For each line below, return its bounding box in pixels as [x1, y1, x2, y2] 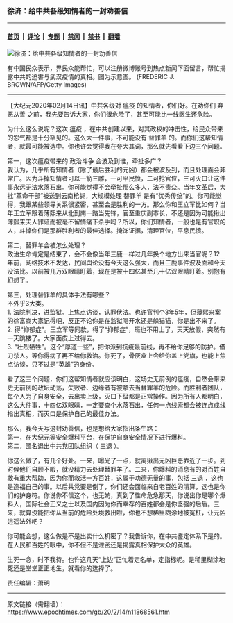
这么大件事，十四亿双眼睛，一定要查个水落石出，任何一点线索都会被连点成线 [7, 401, 226, 409]
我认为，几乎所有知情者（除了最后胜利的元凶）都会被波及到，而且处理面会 [7, 165, 220, 174]
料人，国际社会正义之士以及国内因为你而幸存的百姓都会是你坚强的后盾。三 [7, 499, 220, 508]
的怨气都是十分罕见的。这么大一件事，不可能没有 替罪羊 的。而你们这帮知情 [7, 133, 223, 142]
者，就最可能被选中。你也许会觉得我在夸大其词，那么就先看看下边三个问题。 [7, 142, 226, 150]
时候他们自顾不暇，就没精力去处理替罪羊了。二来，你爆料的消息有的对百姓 [7, 465, 220, 473]
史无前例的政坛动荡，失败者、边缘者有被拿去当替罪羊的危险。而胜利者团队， [7, 383, 226, 392]
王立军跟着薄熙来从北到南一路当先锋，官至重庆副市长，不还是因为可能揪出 [12, 208, 226, 217]
